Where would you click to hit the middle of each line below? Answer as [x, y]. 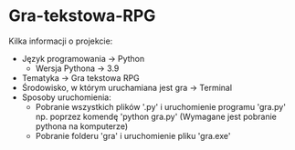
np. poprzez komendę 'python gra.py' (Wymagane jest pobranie [156, 116]
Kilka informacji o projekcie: [61, 41]
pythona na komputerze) [82, 126]
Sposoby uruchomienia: [66, 97]
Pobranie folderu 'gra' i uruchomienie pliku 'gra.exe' [133, 135]
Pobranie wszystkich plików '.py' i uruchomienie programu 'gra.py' [161, 106]
